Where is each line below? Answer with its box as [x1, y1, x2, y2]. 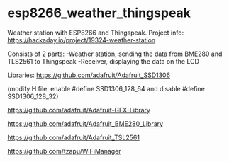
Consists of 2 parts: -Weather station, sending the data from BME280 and [7, 50, 223, 58]
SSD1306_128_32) [7, 92, 59, 100]
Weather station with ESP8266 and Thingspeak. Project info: [7, 28, 184, 37]
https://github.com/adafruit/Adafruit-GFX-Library [7, 105, 151, 114]
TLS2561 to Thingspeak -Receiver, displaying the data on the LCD [7, 57, 200, 65]
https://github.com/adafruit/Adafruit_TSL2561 [7, 133, 140, 141]
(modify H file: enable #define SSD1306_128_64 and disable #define [7, 84, 206, 93]
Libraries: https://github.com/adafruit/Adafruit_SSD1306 [7, 71, 171, 79]
